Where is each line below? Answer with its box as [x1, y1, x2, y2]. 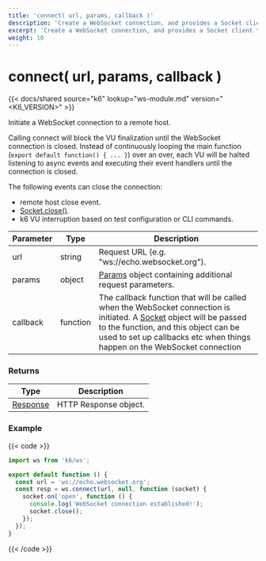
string [59, 251, 82, 262]
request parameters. [98, 279, 175, 290]
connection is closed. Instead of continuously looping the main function [8, 142, 241, 151]
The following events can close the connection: [8, 182, 163, 192]
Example [8, 423, 43, 434]
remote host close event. [19, 197, 101, 207]
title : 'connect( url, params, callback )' [8, 11, 154, 20]
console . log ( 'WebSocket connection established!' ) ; [28, 500, 203, 508]
